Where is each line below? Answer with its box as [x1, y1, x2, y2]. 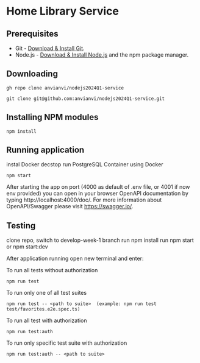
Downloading [6, 69, 58, 79]
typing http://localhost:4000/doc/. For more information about [6, 196, 162, 203]
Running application [6, 145, 85, 155]
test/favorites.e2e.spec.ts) [6, 306, 80, 312]
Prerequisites [6, 29, 59, 39]
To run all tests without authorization [6, 267, 98, 274]
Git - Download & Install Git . [15, 44, 85, 52]
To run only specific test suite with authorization [6, 339, 127, 347]
